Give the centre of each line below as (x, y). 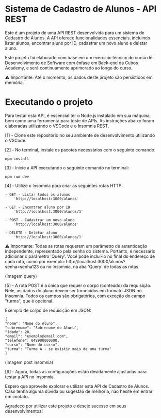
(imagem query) (21, 276)
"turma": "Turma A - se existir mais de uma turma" (58, 349)
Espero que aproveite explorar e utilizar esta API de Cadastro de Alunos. (77, 386)
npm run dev (17, 176)
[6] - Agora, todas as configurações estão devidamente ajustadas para (76, 371)
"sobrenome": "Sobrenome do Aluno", (42, 328)
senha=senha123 (22, 267)
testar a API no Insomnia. (30, 377)
